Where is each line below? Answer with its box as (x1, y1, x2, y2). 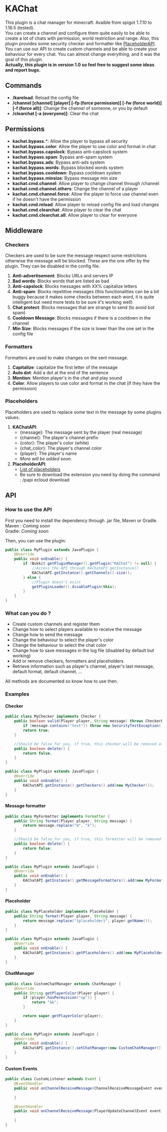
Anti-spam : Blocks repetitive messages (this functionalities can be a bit (12, 289, 160, 295)
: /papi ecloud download (19, 477, 70, 483)
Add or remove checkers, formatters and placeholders (12, 658, 124, 664)
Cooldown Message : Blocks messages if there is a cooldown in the (12, 315, 151, 321)
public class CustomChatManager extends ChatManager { (5, 981, 121, 986)
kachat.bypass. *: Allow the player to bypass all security (12, 138, 128, 144)
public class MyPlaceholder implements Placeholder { (5, 909, 119, 914)
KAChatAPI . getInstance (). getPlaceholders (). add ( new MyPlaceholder (23, 950, 164, 955)
